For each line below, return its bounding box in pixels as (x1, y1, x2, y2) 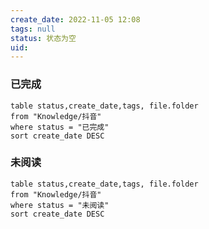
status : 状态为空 (10, 33, 77, 43)
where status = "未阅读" (10, 200, 110, 210)
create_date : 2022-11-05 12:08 (10, 14, 141, 25)
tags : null (10, 24, 56, 34)
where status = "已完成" (10, 122, 110, 132)
